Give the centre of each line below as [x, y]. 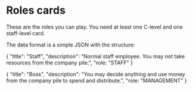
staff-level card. [26, 33]
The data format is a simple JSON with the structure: [71, 45]
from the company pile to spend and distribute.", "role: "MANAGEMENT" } [97, 80]
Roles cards [36, 10]
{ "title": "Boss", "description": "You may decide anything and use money [96, 74]
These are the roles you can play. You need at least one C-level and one [94, 27]
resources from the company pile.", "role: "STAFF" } [69, 63]
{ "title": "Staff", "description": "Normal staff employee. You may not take [96, 56]
